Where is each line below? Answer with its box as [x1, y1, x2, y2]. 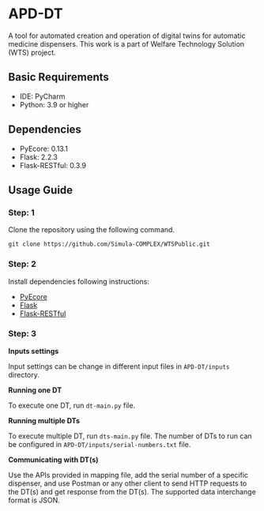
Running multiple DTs [8, 415, 81, 425]
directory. [8, 370, 40, 379]
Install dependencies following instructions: [8, 276, 150, 286]
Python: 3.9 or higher [19, 100, 89, 109]
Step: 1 [8, 207, 35, 218]
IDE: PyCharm [19, 92, 66, 101]
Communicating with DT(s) [8, 455, 99, 464]
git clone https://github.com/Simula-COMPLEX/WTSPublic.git [8, 240, 211, 249]
